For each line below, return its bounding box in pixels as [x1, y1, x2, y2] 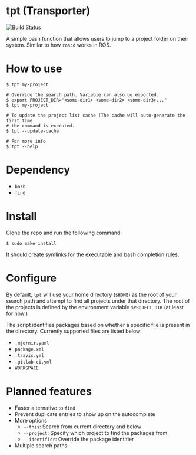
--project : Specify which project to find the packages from [23, 429, 168, 436]
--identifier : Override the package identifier [23, 436, 134, 443]
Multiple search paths [14, 441, 68, 449]
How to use [6, 62, 62, 76]
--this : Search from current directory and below [23, 423, 142, 430]
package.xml [14, 346, 44, 352]
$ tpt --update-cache [6, 128, 59, 134]
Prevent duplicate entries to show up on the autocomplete [14, 410, 155, 417]
